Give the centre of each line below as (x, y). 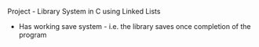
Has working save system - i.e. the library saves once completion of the (135, 26)
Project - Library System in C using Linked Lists (84, 11)
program (33, 35)
